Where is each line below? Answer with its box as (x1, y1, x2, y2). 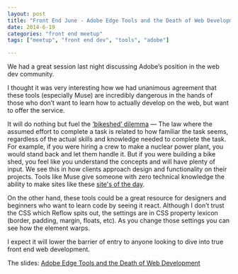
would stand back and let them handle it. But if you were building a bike (7, 150, 216, 159)
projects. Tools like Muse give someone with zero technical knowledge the (7, 173, 225, 181)
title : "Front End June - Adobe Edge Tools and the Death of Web (7, 17, 204, 24)
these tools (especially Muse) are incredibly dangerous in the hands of (7, 91, 213, 100)
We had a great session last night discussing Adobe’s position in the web (7, 62, 220, 71)
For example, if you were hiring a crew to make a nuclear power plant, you (7, 142, 224, 151)
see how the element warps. (7, 224, 91, 232)
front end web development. (7, 245, 91, 253)
